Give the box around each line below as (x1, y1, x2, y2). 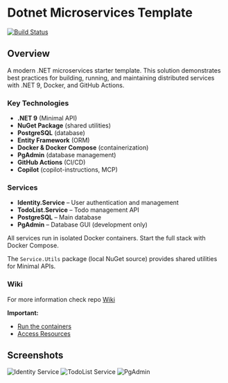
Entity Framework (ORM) (17, 136, 90, 145)
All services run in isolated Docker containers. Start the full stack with (7, 234, 206, 242)
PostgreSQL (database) (17, 129, 85, 137)
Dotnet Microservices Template (7, 5, 193, 21)
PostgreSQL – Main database (17, 213, 102, 222)
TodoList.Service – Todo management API (17, 206, 140, 214)
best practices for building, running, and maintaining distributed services (7, 73, 215, 82)
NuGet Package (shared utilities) (17, 121, 112, 130)
